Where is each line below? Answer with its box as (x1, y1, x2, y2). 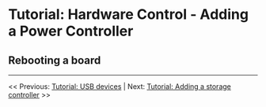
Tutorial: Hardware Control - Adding (8, 6, 249, 24)
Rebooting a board (8, 53, 101, 67)
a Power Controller (8, 22, 134, 40)
